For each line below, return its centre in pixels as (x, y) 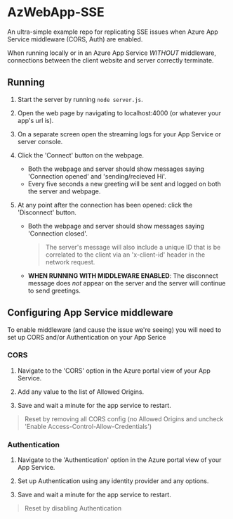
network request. (70, 262)
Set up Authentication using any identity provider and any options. (113, 481)
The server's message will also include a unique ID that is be (133, 247)
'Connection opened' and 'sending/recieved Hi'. (97, 176)
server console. (40, 141)
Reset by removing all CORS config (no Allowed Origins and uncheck (124, 418)
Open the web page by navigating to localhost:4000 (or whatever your (119, 113)
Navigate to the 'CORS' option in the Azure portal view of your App (114, 371)
